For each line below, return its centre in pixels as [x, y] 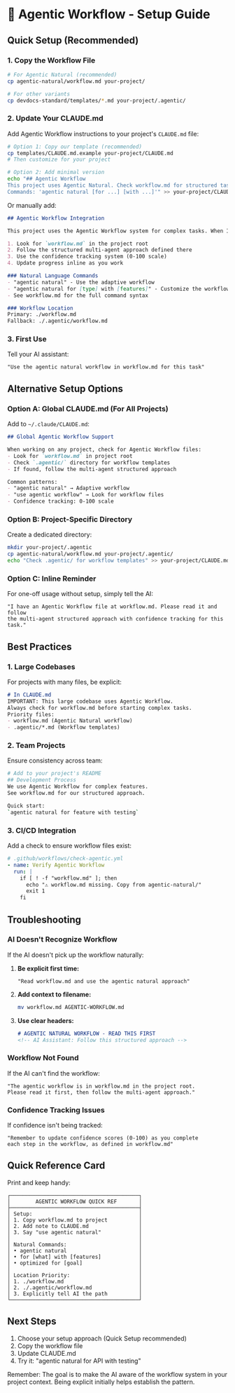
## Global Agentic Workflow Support [60, 437]
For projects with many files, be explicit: [65, 682]
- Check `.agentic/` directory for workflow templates [89, 463]
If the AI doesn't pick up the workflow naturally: [76, 955]
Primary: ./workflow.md [42, 315]
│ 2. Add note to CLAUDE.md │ [74, 1226]
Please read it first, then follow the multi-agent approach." [101, 1092]
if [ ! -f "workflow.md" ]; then [69, 878]
